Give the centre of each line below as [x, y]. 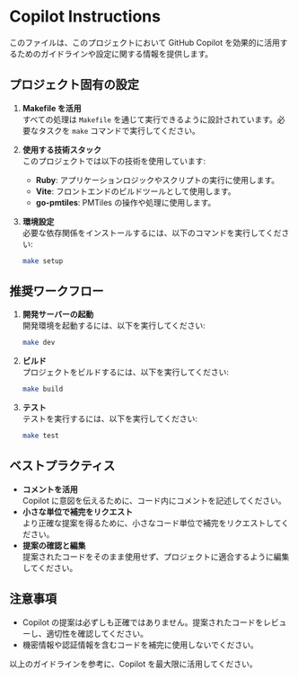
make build [43, 389]
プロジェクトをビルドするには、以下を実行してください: [125, 372]
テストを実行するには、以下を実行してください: [110, 418]
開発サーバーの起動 [58, 314]
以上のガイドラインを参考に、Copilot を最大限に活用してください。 [133, 664]
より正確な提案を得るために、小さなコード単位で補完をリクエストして [152, 523]
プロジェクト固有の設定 [74, 85]
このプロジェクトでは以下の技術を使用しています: [114, 161]
